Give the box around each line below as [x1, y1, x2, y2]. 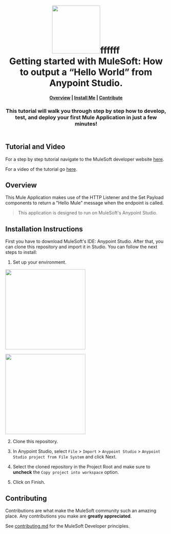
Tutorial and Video [5, 143, 66, 151]
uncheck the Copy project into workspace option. [12, 469, 119, 476]
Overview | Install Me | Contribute [49, 94, 123, 101]
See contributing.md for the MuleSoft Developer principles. [5, 523, 130, 529]
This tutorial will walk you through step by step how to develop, [6, 107, 166, 114]
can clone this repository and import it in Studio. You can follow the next [5, 244, 158, 250]
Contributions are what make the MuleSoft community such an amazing [5, 507, 157, 513]
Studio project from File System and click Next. [12, 454, 117, 460]
